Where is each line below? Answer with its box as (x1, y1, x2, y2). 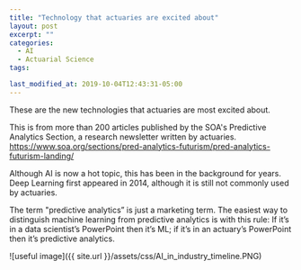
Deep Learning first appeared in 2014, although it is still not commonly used (9, 177, 289, 188)
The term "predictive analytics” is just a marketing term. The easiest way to (9, 204, 288, 215)
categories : (9, 38, 54, 48)
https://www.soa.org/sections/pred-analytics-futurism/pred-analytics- (9, 140, 271, 151)
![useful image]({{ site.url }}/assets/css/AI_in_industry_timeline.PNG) (9, 250, 262, 261)
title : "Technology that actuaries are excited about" (9, 13, 219, 22)
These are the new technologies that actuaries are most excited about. (9, 104, 271, 115)
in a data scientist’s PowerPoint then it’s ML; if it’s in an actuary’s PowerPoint (9, 223, 292, 234)
